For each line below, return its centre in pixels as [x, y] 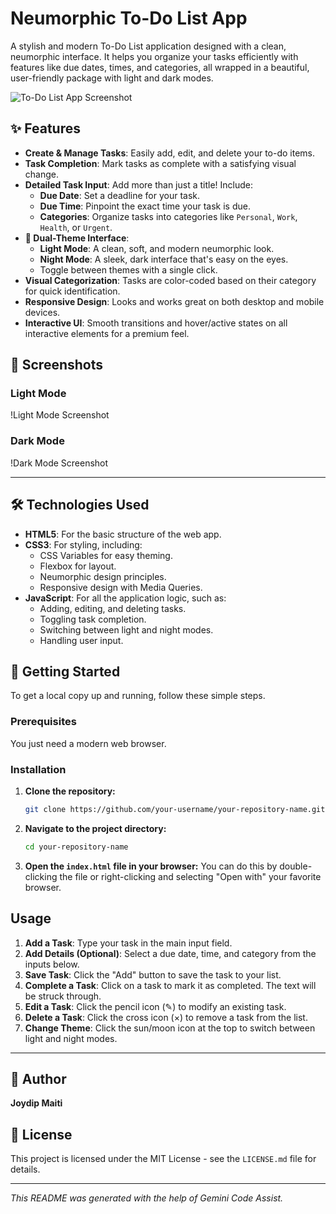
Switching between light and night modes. [126, 629]
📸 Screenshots [57, 365]
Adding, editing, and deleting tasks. [113, 608]
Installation [38, 769]
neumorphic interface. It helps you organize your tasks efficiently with [154, 56]
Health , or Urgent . [76, 227]
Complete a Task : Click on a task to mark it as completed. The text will [170, 985]
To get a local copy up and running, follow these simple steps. [138, 696]
